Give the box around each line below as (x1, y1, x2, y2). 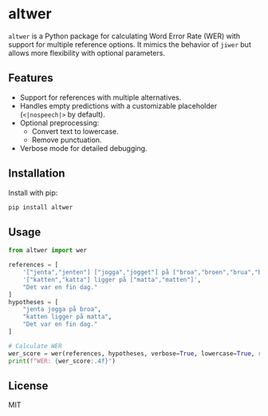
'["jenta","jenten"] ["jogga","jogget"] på (22, 268, 170, 276)
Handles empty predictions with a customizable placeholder (19, 101, 218, 110)
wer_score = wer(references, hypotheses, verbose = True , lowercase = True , (8, 349, 255, 358)
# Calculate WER (8, 342, 62, 350)
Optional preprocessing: (19, 117, 100, 128)
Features (8, 71, 53, 85)
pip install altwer (8, 203, 73, 212)
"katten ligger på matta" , (22, 313, 112, 321)
